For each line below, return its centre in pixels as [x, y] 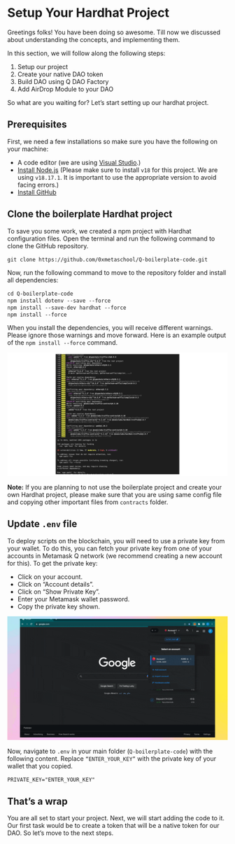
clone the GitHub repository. [48, 245]
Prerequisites [37, 125]
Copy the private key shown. [58, 606]
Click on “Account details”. [56, 584]
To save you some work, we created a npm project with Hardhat [99, 231]
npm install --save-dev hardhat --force [67, 308]
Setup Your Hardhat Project [88, 13]
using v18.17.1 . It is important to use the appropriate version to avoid [117, 177]
